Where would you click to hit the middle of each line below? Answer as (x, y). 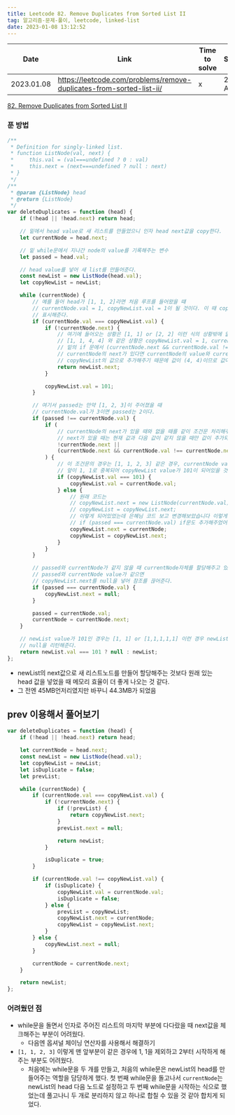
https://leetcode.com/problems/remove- (125, 80)
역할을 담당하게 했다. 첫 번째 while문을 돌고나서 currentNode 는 (137, 1078)
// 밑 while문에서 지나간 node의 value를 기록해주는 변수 (94, 250)
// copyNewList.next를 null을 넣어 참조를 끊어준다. (103, 581)
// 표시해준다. (51, 315)
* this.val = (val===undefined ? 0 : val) (79, 160)
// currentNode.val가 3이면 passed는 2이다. (94, 412)
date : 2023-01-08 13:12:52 (47, 27)
